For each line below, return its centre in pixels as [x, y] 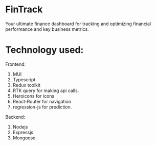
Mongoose [24, 138]
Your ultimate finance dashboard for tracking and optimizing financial [78, 24]
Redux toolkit [27, 85]
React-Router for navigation [42, 101]
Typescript [24, 79]
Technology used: [44, 50]
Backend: [15, 117]
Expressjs [23, 132]
